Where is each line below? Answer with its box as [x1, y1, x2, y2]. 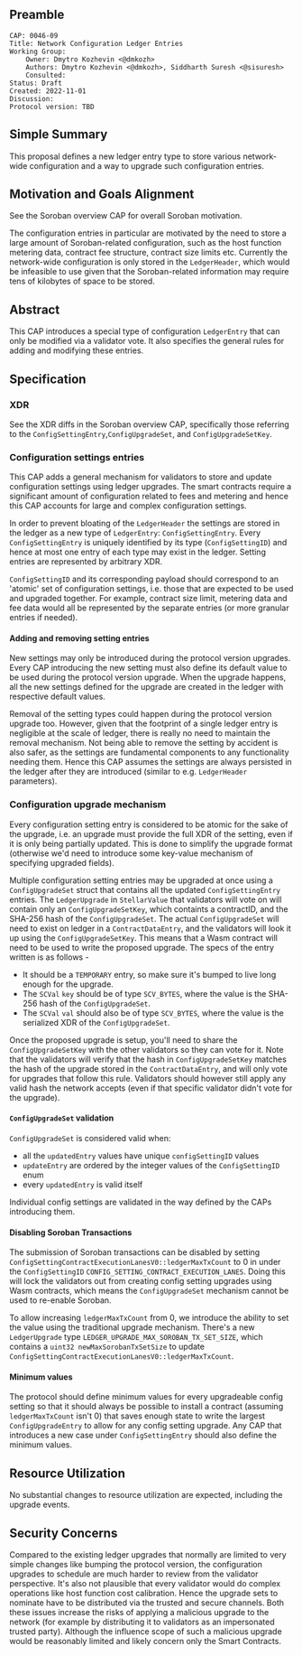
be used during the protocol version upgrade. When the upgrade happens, [9, 672, 287, 683]
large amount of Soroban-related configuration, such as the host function [9, 237, 282, 248]
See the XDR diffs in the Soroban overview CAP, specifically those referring [9, 419, 290, 430]
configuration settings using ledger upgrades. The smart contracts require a [9, 481, 292, 492]
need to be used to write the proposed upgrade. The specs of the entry [9, 942, 275, 953]
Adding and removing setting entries [9, 632, 151, 644]
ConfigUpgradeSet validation [9, 1112, 114, 1123]
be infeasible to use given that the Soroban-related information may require [9, 266, 289, 277]
